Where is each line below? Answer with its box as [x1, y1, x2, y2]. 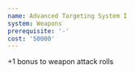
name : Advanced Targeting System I [7, 11, 128, 20]
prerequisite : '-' [7, 27, 70, 35]
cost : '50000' [7, 34, 56, 43]
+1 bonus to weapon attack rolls [7, 57, 114, 67]
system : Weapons [7, 19, 62, 28]
